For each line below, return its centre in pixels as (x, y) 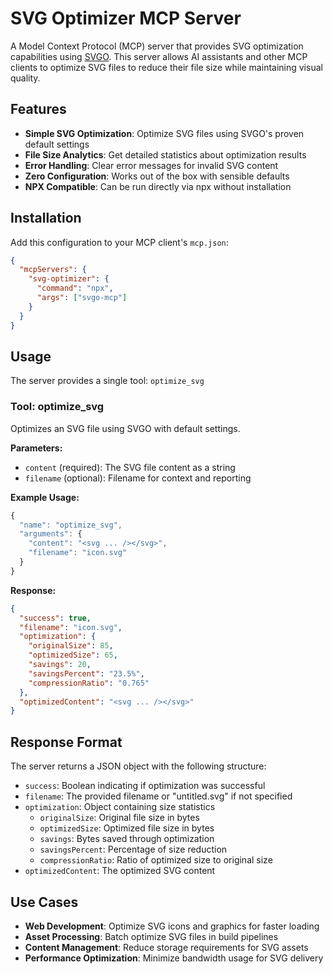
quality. (25, 78)
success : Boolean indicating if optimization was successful (145, 786)
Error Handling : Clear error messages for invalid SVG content (151, 165)
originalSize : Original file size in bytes (119, 818)
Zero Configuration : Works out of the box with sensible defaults (157, 176)
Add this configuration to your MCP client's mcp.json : (119, 242)
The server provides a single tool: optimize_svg (107, 381)
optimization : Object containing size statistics (120, 807)
